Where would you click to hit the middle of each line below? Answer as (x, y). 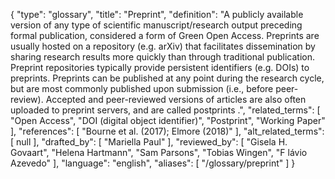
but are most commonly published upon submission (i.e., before (142, 88)
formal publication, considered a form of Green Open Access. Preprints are (165, 35)
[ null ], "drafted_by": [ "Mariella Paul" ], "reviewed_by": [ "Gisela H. (149, 142)
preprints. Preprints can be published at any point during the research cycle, (167, 78)
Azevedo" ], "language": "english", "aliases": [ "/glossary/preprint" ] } (153, 163)
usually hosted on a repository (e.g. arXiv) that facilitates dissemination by (163, 46)
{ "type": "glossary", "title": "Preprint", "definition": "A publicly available (157, 14)
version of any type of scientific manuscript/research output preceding (156, 25)
